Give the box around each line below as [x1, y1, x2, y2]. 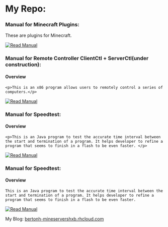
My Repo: [5, 3, 46, 15]
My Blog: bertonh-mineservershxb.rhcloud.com [5, 215, 104, 222]
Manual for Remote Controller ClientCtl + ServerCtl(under [5, 55, 149, 62]
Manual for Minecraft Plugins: [5, 21, 79, 28]
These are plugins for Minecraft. [5, 32, 72, 38]
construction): [5, 61, 41, 68]
